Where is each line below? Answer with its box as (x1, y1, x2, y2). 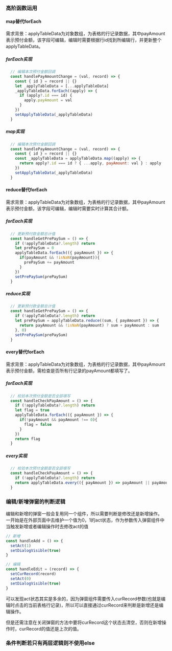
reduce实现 (6, 291, 30, 297)
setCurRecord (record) (10, 572, 57, 577)
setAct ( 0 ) (10, 576, 31, 581)
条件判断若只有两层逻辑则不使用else (6, 640, 95, 647)
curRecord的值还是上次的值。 (19, 625, 82, 632)
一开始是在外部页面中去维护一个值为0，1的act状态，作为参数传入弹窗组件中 (6, 517, 165, 523)
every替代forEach (6, 349, 45, 355)
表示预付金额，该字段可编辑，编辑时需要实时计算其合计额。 (6, 205, 131, 211)
